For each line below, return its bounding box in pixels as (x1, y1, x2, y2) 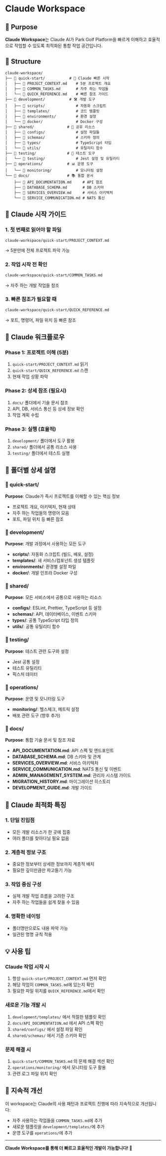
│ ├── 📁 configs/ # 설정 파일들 (5, 129, 100, 134)
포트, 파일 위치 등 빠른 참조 (12, 516, 64, 522)
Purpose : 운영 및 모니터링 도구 (5, 696, 65, 702)
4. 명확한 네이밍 (5, 913, 41, 920)
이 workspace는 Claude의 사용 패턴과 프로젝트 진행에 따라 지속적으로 (5, 1100, 140, 1106)
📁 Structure (5, 58, 41, 66)
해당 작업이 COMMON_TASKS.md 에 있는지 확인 (12, 982, 95, 988)
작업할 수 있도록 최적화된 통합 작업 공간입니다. (14, 43, 103, 49)
